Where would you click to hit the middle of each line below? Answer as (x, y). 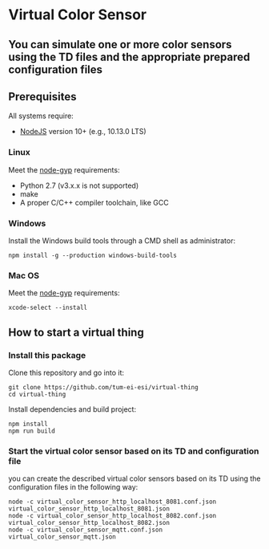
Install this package (47, 355)
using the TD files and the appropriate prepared (129, 57)
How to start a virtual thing (76, 332)
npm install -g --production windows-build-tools (93, 255)
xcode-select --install (48, 308)
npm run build (32, 431)
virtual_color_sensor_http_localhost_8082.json (89, 523)
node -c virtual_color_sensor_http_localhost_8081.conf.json (112, 502)
